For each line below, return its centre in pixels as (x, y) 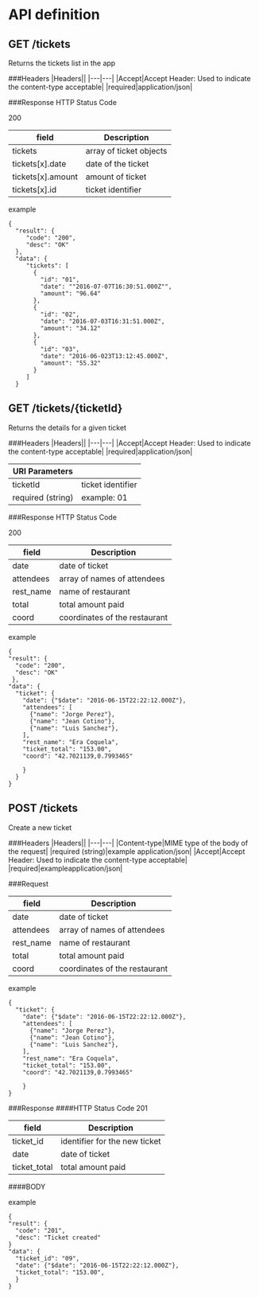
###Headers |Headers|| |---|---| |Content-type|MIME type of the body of (128, 843)
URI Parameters (43, 471)
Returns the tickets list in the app (62, 63)
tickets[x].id (35, 190)
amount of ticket (116, 177)
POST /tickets (43, 808)
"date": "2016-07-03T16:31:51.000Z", (102, 322)
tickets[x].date (39, 164)
